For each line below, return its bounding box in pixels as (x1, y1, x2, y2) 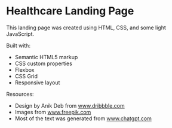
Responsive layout (14, 79, 60, 86)
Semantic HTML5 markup (14, 53, 78, 60)
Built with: (6, 42, 31, 49)
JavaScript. (6, 30, 35, 37)
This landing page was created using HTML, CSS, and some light (6, 24, 166, 31)
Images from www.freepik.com (14, 108, 91, 115)
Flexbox (14, 66, 35, 73)
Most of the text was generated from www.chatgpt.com (14, 115, 152, 122)
